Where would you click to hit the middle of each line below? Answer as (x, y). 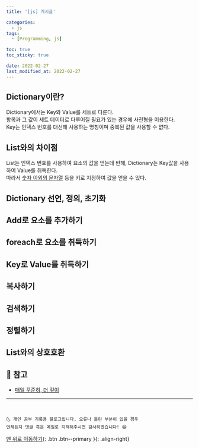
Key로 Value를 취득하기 (47, 264)
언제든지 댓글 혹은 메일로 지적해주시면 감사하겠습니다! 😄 (67, 427)
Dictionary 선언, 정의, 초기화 (56, 198)
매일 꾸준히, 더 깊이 (37, 390)
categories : (21, 22)
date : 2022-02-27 (28, 66)
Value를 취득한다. (37, 170)
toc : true (18, 50)
